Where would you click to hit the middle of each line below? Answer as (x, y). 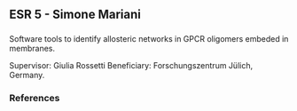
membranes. (32, 49)
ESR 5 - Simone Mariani (75, 15)
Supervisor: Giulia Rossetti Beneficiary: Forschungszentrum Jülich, (131, 66)
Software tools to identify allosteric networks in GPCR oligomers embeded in (149, 39)
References (35, 99)
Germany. (27, 75)
